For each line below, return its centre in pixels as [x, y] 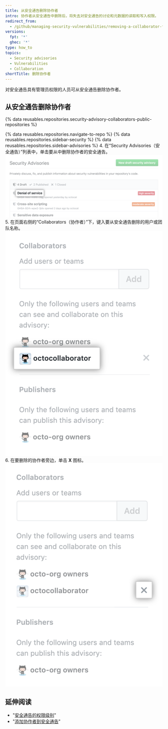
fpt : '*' [19, 37]
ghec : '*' [20, 43]
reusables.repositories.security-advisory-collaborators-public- [87, 119]
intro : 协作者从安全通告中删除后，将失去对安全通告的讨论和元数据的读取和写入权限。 [82, 16]
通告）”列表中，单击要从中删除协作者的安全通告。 [60, 152]
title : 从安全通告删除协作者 [32, 11]
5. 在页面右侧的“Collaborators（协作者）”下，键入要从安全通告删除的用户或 [82, 222]
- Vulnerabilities [29, 63]
